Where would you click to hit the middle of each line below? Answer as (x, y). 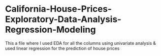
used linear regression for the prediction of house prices (62, 48)
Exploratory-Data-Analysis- (63, 19)
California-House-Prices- (59, 9)
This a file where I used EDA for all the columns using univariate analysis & (80, 43)
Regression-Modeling (50, 30)
